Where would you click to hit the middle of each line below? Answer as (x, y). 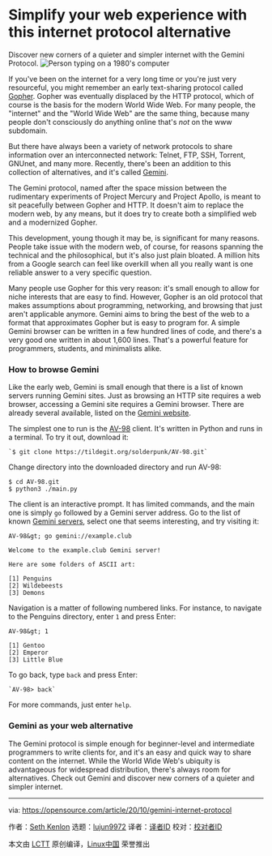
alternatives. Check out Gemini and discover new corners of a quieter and (132, 778)
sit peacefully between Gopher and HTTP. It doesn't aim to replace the (126, 205)
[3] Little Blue (36, 660)
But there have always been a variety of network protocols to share (121, 146)
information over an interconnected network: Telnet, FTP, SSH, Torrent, (127, 155)
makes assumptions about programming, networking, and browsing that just (136, 305)
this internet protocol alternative (120, 32)
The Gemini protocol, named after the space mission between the (118, 187)
